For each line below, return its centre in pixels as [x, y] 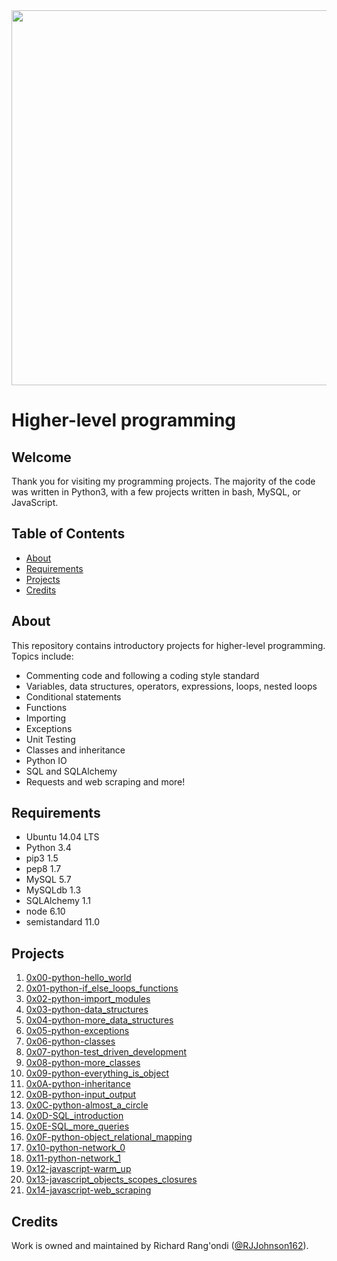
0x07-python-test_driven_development [106, 1052]
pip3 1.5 [42, 858]
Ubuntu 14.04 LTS [62, 837]
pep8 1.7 [43, 869]
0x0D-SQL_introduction [74, 1116]
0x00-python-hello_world [78, 978]
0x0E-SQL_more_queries [77, 1126]
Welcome [41, 457]
